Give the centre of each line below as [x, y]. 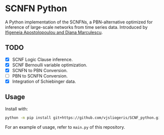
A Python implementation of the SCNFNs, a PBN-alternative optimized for [79, 22]
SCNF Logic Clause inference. [42, 59]
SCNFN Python [36, 9]
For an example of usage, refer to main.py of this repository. [65, 127]
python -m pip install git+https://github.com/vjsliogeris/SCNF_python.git [84, 117]
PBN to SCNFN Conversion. [40, 76]
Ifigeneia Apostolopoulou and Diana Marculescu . [54, 32]
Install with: [17, 109]
